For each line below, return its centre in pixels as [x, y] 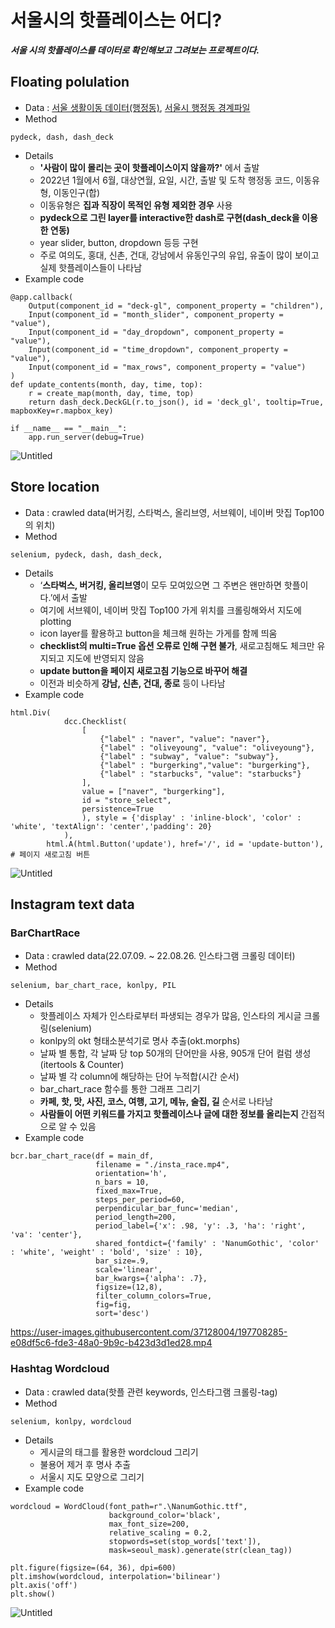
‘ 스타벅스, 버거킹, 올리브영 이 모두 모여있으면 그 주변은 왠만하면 [160, 585]
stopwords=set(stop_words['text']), [185, 1541]
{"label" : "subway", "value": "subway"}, [189, 756]
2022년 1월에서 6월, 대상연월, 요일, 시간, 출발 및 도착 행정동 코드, [166, 180]
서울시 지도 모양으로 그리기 [92, 1477]
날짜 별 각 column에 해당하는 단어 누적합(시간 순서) [139, 1077]
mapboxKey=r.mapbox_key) [62, 411]
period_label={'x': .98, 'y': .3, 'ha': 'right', [201, 1226]
